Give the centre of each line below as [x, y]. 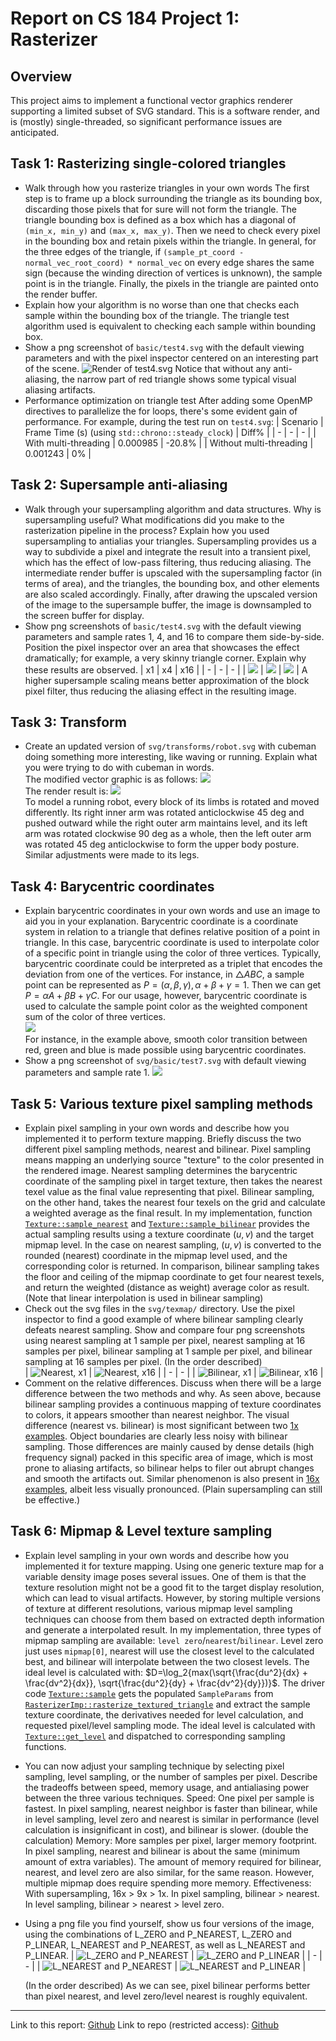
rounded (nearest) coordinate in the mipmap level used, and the [156, 1256]
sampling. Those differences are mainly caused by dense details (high [169, 1447]
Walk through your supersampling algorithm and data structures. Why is [173, 509]
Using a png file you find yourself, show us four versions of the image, [169, 1923]
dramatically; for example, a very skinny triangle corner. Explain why [165, 658]
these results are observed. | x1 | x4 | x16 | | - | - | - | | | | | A [166, 669]
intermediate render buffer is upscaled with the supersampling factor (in [173, 573]
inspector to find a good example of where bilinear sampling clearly [164, 1319]
